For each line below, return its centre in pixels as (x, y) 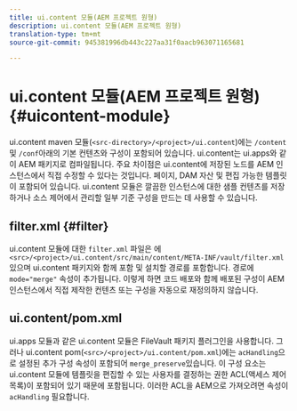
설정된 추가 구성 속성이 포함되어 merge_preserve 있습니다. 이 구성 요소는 (142, 363)
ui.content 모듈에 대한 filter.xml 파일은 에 (85, 249)
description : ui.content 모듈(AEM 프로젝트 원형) (96, 26)
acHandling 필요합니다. (49, 396)
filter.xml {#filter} (59, 226)
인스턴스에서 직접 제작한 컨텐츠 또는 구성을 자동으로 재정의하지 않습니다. (134, 290)
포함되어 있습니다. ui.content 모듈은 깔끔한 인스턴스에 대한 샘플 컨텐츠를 (143, 187)
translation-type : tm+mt (55, 34)
